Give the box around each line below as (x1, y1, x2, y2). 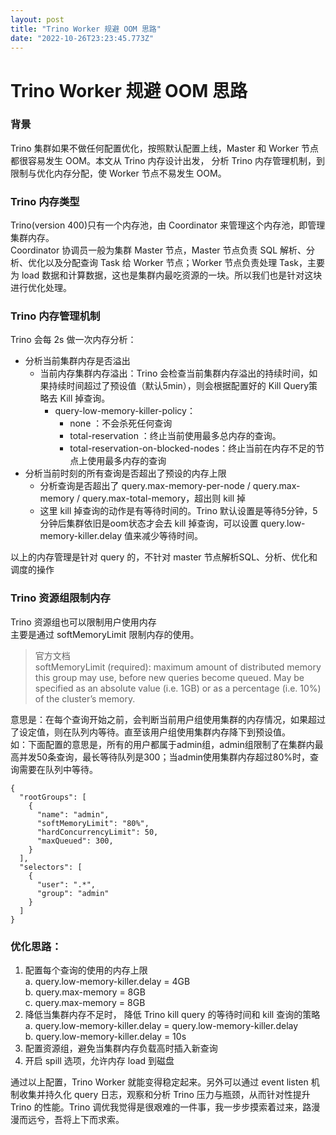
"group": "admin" (36, 888, 110, 898)
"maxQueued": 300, (36, 836, 114, 846)
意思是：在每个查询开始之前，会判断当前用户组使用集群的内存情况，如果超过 (10, 713, 326, 725)
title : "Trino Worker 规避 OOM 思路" (10, 24, 162, 34)
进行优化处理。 (10, 282, 72, 294)
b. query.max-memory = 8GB (24, 986, 146, 998)
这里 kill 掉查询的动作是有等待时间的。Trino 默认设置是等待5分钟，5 (39, 505, 318, 517)
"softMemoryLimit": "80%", (36, 818, 150, 828)
